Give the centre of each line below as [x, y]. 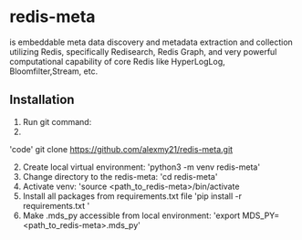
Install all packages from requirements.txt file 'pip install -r [132, 196]
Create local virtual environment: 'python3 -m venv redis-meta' [141, 167]
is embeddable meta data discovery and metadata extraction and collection [151, 42]
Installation [42, 100]
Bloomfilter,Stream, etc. [54, 71]
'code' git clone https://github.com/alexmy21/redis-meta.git [121, 149]
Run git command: [57, 121]
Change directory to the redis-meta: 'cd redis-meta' [120, 176]
